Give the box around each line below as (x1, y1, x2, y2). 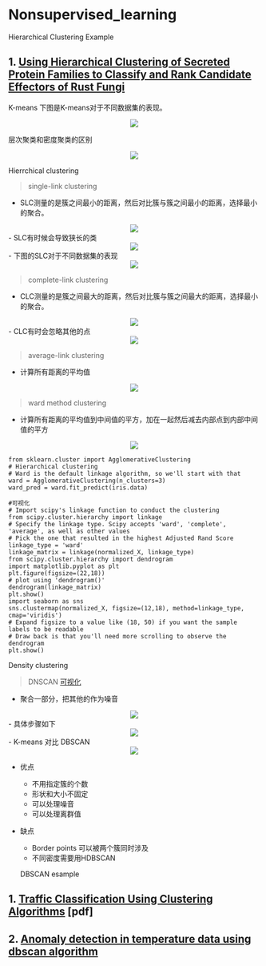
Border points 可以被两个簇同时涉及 (31, 843, 149, 852)
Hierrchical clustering (8, 166, 79, 175)
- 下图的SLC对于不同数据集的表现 (8, 251, 118, 260)
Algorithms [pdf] (8, 905, 93, 919)
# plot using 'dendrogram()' (8, 576, 105, 584)
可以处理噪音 (31, 799, 74, 808)
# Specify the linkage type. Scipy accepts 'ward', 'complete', (8, 520, 227, 528)
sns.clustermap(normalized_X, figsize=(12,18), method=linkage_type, (8, 604, 245, 612)
